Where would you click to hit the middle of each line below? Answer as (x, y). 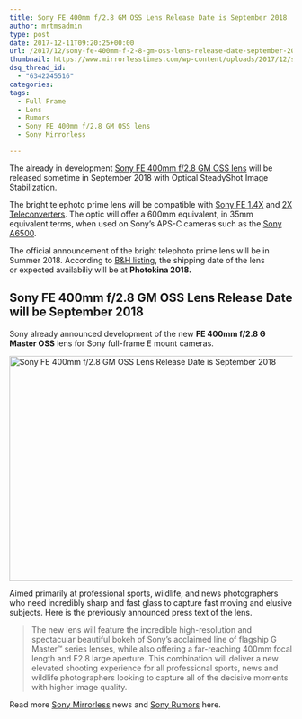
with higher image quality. (79, 687)
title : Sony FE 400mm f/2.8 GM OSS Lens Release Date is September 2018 (148, 18)
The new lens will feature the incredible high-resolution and (142, 629)
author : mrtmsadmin (46, 26)
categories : (31, 84)
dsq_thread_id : (38, 68)
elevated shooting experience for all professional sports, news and (155, 668)
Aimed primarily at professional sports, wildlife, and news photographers (144, 593)
